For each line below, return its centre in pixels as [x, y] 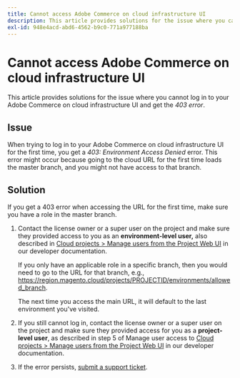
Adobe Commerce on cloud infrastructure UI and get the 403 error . [106, 105]
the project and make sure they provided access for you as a [107, 330]
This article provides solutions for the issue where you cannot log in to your [119, 98]
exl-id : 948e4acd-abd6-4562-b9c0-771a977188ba [78, 27]
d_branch [32, 287]
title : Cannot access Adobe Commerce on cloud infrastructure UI [106, 14]
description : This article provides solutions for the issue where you [116, 21]
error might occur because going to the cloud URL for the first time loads [115, 160]
